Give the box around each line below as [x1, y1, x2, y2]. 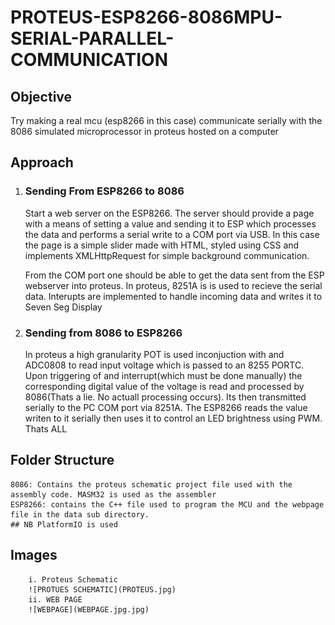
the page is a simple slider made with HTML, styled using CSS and [24, 239, 300, 251]
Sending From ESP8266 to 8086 [24, 184, 185, 198]
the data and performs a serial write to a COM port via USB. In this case [24, 228, 320, 240]
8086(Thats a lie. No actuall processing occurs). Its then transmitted [24, 391, 307, 403]
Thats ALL [24, 422, 68, 435]
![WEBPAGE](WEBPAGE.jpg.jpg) [28, 604, 150, 615]
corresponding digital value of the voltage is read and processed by [24, 380, 305, 392]
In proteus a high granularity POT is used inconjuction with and [24, 348, 285, 360]
